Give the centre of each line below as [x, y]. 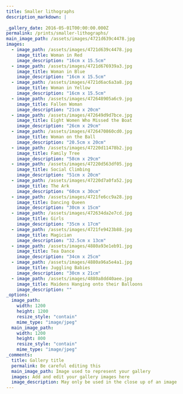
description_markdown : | [36, 17]
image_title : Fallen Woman [50, 104]
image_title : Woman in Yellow [54, 88]
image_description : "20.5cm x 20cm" [62, 142]
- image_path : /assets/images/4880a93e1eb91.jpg [72, 246]
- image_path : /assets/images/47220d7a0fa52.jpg [72, 181]
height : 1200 [33, 311]
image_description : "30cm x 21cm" [59, 273]
